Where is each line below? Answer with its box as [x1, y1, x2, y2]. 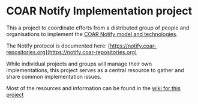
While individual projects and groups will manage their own [6, 60, 152, 67]
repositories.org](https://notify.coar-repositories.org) [6, 48, 137, 55]
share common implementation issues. [6, 73, 102, 80]
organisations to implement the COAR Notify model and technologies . [6, 30, 178, 37]
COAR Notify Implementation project [6, 4, 193, 18]
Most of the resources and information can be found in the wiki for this [6, 84, 181, 91]
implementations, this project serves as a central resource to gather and [6, 66, 184, 73]
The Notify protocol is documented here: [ [6, 42, 110, 49]
